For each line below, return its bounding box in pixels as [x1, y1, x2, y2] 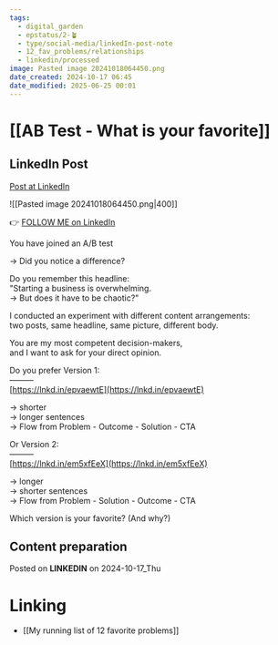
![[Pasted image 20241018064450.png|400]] [9, 198, 178, 210]
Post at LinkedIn [9, 180, 70, 191]
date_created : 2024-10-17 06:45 [9, 73, 132, 82]
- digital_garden [17, 22, 84, 31]
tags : [9, 13, 30, 23]
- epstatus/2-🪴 [17, 30, 78, 39]
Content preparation [9, 539, 128, 555]
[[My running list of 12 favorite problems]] [22, 625, 180, 636]
